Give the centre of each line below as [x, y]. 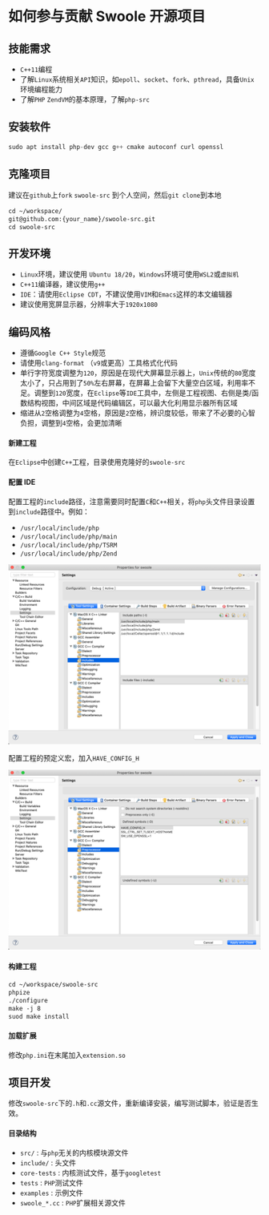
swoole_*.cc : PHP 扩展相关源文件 [72, 1202]
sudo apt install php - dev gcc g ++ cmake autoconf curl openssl [116, 147]
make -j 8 [25, 1009]
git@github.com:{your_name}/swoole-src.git [82, 219]
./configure [28, 1001]
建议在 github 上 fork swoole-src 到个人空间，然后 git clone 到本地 [115, 195]
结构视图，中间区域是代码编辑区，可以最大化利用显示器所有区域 [132, 403]
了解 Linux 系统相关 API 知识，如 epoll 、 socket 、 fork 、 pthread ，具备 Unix [137, 79]
